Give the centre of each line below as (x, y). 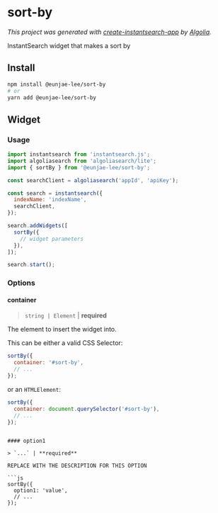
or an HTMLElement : (34, 389)
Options (21, 283)
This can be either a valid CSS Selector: (65, 343)
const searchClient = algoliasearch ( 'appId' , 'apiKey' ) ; (93, 180)
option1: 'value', (41, 491)
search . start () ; (31, 265)
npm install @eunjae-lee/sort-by (57, 84)
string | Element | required (66, 315)
